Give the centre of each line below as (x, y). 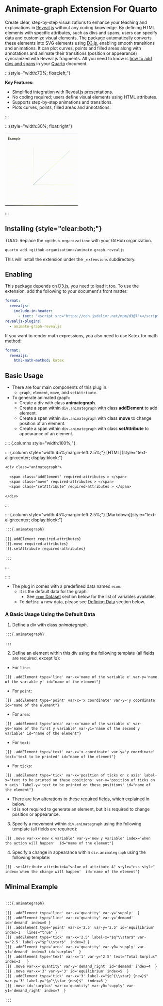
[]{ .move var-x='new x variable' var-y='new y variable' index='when (78, 839)
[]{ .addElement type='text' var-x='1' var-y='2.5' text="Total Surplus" (81, 957)
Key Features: (19, 82)
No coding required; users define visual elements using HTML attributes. (85, 97)
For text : (21, 742)
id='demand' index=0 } (28, 923)
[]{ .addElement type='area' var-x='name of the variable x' (68, 724)
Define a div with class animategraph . (50, 625)
